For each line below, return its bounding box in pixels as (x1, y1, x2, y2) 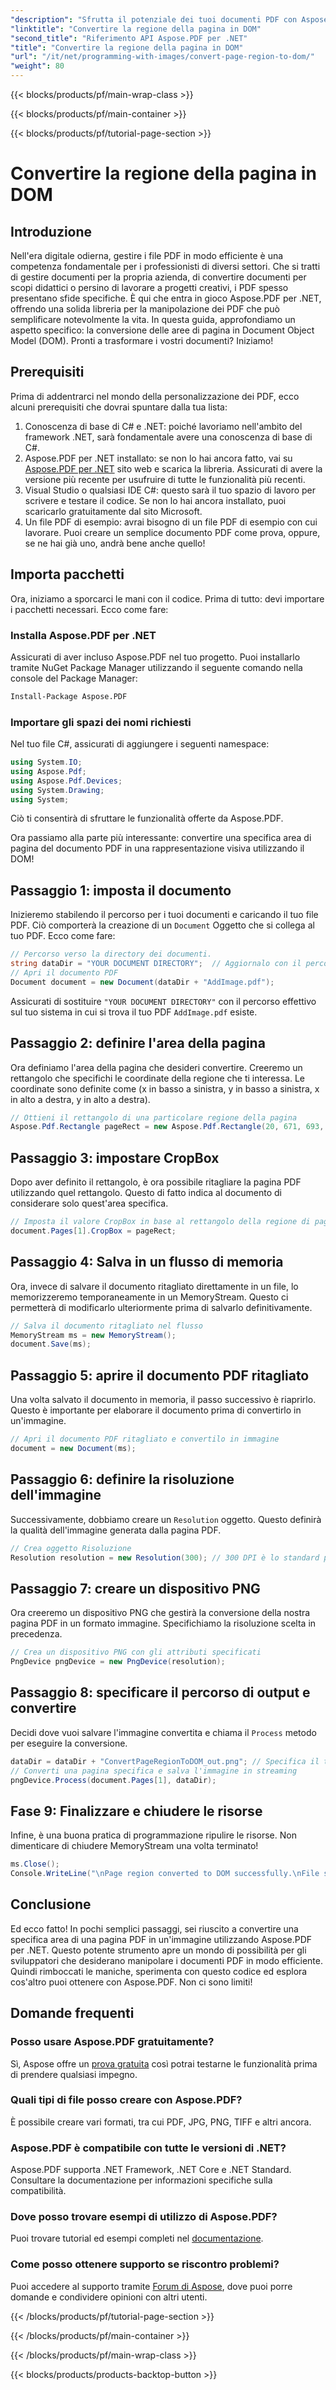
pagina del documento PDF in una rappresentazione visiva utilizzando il (10, 842, 305, 855)
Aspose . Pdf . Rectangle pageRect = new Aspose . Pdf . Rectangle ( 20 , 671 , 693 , (10, 1122, 325, 1132)
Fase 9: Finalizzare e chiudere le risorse (10, 1802, 263, 1820)
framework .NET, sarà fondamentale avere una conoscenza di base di (24, 431, 313, 443)
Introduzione (10, 223, 93, 240)
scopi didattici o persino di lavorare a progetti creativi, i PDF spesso (10, 282, 289, 293)
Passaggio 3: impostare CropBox (10, 1149, 220, 1166)
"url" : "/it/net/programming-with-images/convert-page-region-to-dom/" (10, 52, 315, 62)
